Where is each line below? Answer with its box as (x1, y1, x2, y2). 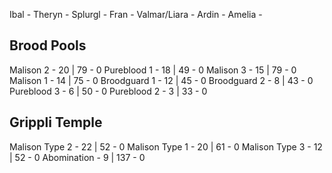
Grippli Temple (9, 114, 103, 131)
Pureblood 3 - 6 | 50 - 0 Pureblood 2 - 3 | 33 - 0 (9, 85, 208, 97)
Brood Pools (9, 37, 87, 54)
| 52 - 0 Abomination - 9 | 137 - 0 (9, 151, 146, 163)
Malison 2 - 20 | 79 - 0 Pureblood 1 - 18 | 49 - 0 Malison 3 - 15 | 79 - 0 (9, 64, 297, 76)
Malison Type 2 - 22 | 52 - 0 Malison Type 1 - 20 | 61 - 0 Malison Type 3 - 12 (9, 140, 323, 153)
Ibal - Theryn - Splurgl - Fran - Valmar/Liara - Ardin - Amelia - (9, 9, 263, 20)
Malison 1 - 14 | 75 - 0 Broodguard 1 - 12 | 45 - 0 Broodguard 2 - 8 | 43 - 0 (9, 74, 314, 86)
